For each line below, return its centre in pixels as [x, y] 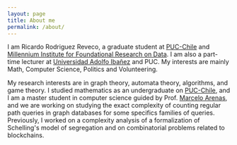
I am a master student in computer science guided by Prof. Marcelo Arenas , [117, 98]
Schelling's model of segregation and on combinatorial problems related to [116, 128]
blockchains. [26, 135]
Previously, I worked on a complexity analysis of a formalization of [104, 120]
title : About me [31, 20]
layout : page [27, 14]
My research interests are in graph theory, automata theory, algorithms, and [118, 83]
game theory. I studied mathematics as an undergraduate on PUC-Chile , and [119, 90]
